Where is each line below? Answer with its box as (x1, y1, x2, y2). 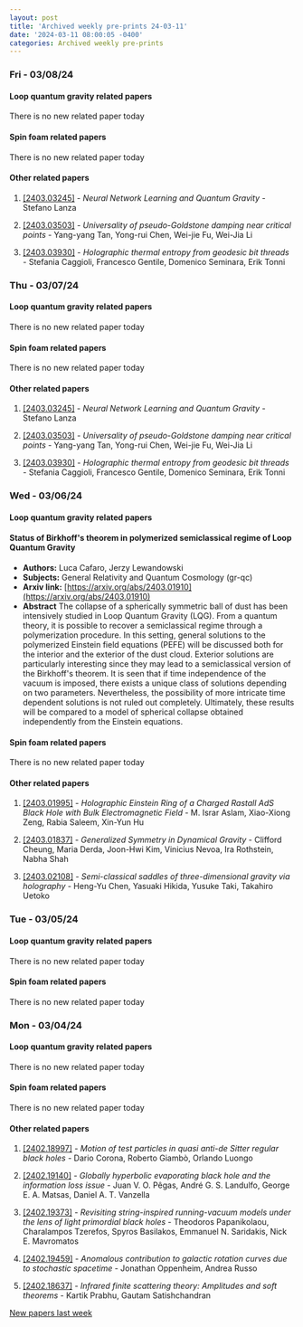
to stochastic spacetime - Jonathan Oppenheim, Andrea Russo (22, 1263, 258, 1274)
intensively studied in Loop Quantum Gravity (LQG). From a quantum (22, 611, 278, 621)
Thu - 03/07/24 (9, 279, 80, 291)
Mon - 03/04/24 (9, 1019, 83, 1031)
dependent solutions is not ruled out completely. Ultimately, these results (22, 697, 295, 708)
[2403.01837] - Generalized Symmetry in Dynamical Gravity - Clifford (22, 834, 282, 846)
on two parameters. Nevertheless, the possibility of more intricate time (22, 687, 286, 698)
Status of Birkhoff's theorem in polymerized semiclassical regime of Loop (9, 533, 292, 544)
